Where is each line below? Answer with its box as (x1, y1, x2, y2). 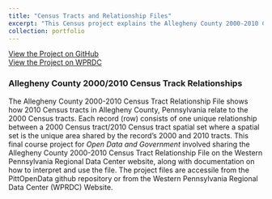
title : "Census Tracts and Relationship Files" (8, 11, 172, 20)
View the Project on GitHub (8, 49, 100, 59)
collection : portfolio (8, 27, 85, 35)
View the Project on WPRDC (8, 57, 103, 67)
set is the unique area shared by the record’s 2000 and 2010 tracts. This (8, 130, 249, 140)
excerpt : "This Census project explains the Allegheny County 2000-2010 (8, 19, 259, 28)
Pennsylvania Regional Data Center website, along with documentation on (8, 156, 255, 166)
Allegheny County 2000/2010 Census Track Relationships (8, 78, 243, 89)
